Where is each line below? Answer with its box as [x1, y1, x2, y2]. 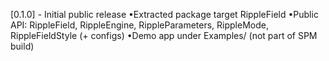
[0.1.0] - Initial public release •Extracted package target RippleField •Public [10, 9, 319, 20]
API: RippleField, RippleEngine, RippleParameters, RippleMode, [10, 19, 269, 31]
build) [10, 40, 35, 52]
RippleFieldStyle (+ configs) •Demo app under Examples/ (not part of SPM [10, 30, 318, 41]
